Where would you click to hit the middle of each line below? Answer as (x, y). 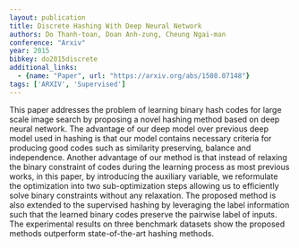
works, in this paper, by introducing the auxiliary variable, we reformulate (144, 176)
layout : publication (48, 17)
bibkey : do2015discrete (54, 59)
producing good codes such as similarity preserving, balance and (130, 148)
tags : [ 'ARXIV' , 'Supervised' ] (68, 84)
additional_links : (43, 68)
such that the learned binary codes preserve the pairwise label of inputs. (143, 214)
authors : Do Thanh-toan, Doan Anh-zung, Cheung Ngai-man (118, 34)
